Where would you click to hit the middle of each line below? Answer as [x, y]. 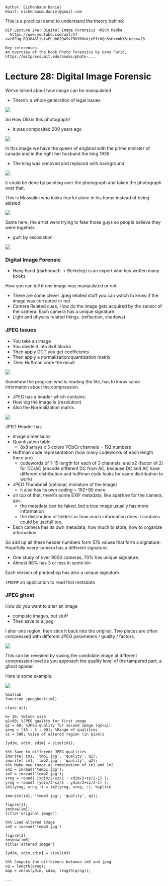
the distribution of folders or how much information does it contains [90, 516]
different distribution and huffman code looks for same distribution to [92, 473]
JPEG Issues [21, 330]
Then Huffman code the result [44, 362]
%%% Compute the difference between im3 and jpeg [58, 862]
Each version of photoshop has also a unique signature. [63, 572]
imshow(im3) [18, 840]
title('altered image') [30, 844]
